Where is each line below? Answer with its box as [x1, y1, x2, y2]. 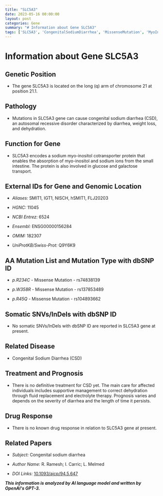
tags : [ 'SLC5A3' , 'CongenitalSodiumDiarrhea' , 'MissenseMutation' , [5, 30, 145, 35]
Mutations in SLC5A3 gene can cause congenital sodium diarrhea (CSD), [12, 115, 158, 121]
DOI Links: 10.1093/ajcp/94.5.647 [12, 471, 79, 477]
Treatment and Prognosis [5, 369, 83, 378]
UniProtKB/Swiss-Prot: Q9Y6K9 [12, 242, 76, 248]
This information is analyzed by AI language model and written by [5, 480, 142, 486]
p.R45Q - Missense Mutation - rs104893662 [12, 296, 101, 302]
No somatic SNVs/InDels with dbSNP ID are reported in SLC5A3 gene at [12, 323, 156, 329]
